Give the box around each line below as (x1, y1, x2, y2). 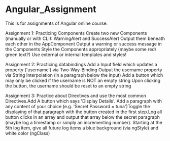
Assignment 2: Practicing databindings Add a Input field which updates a (5, 61, 157, 67)
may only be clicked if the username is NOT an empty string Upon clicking (5, 77, 161, 83)
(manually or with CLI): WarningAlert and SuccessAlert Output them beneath (5, 35, 165, 41)
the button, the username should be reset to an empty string (5, 82, 131, 89)
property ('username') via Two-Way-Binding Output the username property (5, 67, 162, 73)
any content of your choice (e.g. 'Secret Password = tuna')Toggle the (5, 103, 150, 109)
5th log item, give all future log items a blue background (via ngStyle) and (5, 125, 159, 131)
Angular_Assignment (5, 4, 96, 15)
